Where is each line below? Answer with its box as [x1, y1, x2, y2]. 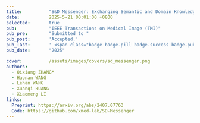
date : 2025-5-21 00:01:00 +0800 [6, 14, 113, 20]
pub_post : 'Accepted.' [6, 36, 79, 42]
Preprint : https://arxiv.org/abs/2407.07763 [11, 102, 124, 108]
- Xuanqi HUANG [11, 86, 49, 92]
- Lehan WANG [11, 80, 44, 86]
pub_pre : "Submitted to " [6, 31, 89, 37]
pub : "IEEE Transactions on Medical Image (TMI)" [6, 25, 161, 31]
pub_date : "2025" [6, 48, 65, 53]
